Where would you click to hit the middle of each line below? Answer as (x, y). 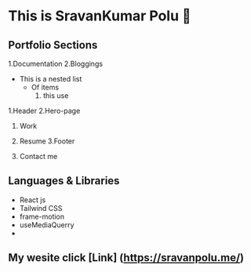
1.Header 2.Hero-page (44, 111)
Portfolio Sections (53, 45)
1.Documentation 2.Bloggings (56, 63)
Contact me (38, 156)
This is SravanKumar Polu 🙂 (100, 16)
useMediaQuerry (47, 225)
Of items (45, 87)
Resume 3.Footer (47, 141)
